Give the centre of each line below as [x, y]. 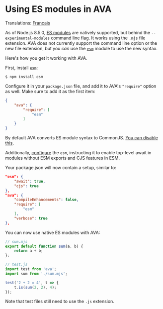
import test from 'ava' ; [31, 269]
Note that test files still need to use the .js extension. [60, 302]
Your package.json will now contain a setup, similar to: [61, 168]
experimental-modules [28, 38]
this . [9, 143]
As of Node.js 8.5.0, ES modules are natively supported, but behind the [78, 32]
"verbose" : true [31, 218]
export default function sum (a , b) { [44, 246]
